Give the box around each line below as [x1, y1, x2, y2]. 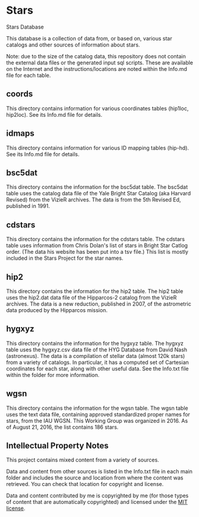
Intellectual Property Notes [6, 441, 109, 451]
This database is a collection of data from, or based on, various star [6, 35, 173, 42]
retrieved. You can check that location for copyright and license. [6, 481, 164, 488]
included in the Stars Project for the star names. [6, 254, 124, 262]
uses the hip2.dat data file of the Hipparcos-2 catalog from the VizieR [6, 294, 177, 301]
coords [6, 89, 33, 99]
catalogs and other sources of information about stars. [6, 41, 140, 48]
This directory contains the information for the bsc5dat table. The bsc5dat [6, 183, 188, 191]
